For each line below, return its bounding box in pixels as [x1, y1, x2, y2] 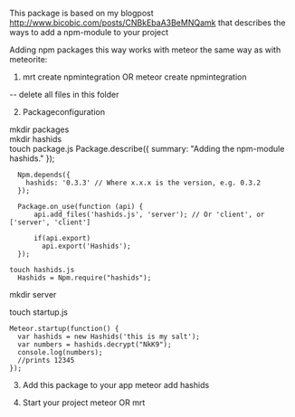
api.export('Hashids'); [42, 242, 131, 251]
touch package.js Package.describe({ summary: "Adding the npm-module [9, 144, 285, 154]
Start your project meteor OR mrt [22, 397, 146, 408]
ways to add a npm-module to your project [9, 27, 169, 37]
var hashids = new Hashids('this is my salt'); [17, 332, 201, 341]
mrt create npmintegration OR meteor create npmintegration [22, 71, 247, 82]
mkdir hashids [9, 134, 62, 144]
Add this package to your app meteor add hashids [22, 380, 210, 390]
